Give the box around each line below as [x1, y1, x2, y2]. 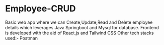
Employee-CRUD [5, 3, 76, 14]
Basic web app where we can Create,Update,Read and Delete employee [5, 19, 153, 25]
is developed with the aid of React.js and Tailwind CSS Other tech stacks [5, 30, 154, 36]
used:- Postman [5, 35, 38, 41]
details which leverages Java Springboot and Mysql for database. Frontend [5, 24, 159, 30]
